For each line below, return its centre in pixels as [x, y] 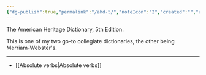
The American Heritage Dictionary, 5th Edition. [65, 29]
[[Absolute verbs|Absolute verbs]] [58, 65]
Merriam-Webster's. [32, 48]
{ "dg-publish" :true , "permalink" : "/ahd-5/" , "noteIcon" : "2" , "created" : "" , [101, 12]
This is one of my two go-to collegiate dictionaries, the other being [90, 41]
